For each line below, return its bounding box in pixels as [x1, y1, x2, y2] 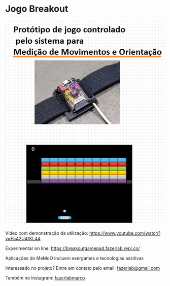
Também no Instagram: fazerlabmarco [5, 275, 85, 281]
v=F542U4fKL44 [5, 236, 41, 242]
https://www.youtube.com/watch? [89, 230, 161, 236]
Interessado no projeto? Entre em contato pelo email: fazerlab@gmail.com [5, 265, 160, 271]
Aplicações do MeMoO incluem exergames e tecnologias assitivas [5, 255, 144, 262]
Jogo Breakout [5, 3, 69, 15]
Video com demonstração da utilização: [5, 230, 89, 236]
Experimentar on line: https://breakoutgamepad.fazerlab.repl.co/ [5, 245, 141, 251]
